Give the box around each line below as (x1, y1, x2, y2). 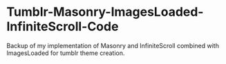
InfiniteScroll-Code (6, 19, 119, 34)
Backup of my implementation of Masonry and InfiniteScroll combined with (6, 41, 219, 50)
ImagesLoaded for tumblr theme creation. (6, 49, 125, 57)
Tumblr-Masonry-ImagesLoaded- (6, 4, 204, 20)
